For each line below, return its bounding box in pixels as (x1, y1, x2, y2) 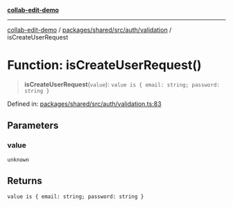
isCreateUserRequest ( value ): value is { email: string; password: (24, 80, 221, 89)
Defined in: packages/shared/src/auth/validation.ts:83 (7, 100, 162, 108)
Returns (7, 175, 43, 187)
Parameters (7, 120, 59, 132)
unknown (7, 156, 30, 163)
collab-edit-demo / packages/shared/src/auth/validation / (7, 26, 172, 34)
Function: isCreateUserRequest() (7, 57, 202, 73)
